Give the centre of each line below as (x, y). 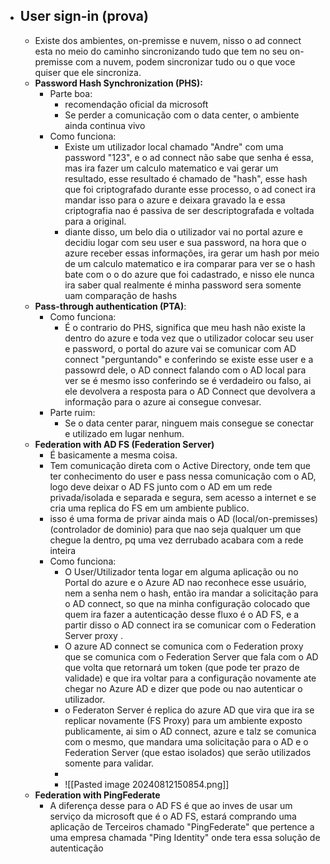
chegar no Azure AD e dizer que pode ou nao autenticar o (183, 688)
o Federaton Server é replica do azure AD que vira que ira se (189, 710)
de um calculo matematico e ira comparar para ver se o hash (190, 263)
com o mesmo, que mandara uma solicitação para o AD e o (186, 741)
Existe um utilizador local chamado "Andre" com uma (174, 146)
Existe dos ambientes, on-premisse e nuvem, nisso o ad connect (168, 40)
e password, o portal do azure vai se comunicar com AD (180, 348)
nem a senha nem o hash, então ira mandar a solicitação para (191, 593)
